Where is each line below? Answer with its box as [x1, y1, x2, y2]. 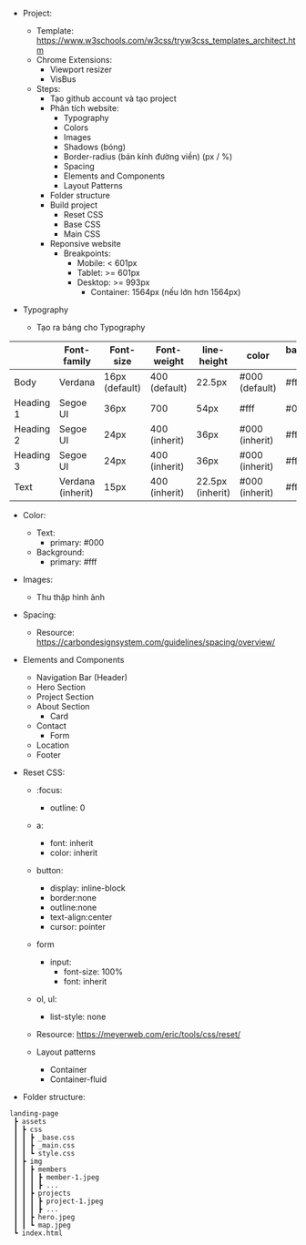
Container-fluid [49, 1074, 107, 1085]
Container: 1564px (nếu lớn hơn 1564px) [90, 287, 241, 297]
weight [153, 355, 185, 367]
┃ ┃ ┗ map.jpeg [13, 1220, 71, 1230]
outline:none [49, 902, 97, 913]
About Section [36, 701, 90, 711]
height [199, 355, 228, 367]
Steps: [36, 84, 61, 94]
